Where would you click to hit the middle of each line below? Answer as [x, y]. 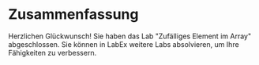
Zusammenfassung [73, 14]
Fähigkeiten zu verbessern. [53, 52]
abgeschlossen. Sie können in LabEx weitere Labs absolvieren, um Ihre [124, 44]
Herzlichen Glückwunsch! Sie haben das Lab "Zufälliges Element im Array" [129, 36]
